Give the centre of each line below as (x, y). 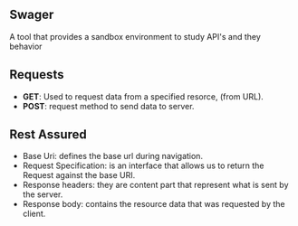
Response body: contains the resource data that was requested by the (154, 204)
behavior (26, 46)
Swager (32, 15)
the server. (43, 194)
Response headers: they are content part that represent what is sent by (155, 185)
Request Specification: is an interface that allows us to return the (143, 165)
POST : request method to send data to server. (108, 106)
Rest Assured (48, 135)
